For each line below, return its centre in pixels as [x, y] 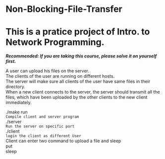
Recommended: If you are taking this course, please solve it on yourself [81, 56]
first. [11, 61]
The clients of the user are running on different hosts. [60, 76]
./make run [17, 112]
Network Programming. [55, 42]
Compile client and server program [42, 117]
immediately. [19, 103]
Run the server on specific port [40, 127]
